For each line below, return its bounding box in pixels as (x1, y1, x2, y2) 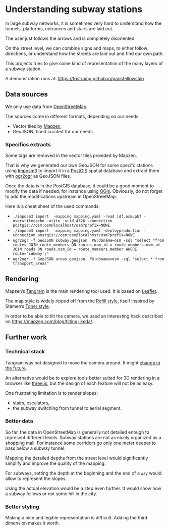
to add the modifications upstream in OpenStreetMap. (5, 193, 117, 200)
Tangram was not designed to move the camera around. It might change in (5, 359, 160, 365)
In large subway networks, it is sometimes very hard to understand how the (5, 20, 162, 26)
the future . (5, 365, 27, 371)
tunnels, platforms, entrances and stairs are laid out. (5, 25, 114, 31)
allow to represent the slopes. (5, 475, 67, 482)
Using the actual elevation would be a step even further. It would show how (5, 485, 161, 491)
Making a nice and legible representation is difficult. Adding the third (5, 515, 148, 521)
